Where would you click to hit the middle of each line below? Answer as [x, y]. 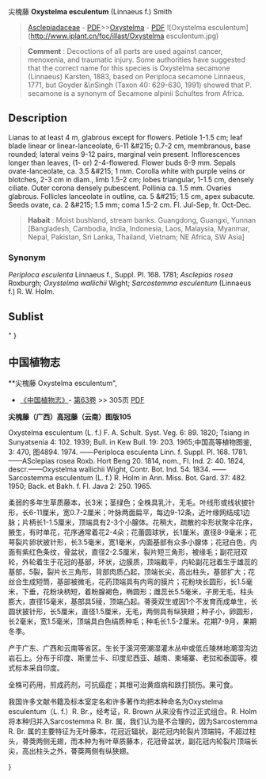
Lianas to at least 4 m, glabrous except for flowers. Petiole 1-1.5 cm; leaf [125, 137]
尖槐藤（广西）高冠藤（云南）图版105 [70, 416]
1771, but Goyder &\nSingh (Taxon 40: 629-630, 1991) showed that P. [139, 85]
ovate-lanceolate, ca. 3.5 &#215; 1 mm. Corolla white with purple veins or [127, 171]
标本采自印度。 [39, 667]
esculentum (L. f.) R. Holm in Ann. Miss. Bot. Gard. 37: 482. [151, 477]
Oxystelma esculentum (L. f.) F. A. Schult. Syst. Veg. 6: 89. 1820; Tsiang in [129, 432]
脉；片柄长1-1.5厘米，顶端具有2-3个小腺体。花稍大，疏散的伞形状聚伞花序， [133, 522]
